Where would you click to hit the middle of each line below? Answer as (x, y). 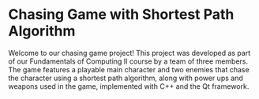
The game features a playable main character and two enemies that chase (129, 69)
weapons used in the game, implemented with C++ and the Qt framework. (129, 86)
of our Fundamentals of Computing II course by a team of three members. (128, 61)
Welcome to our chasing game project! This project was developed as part (129, 53)
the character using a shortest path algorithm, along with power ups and (126, 78)
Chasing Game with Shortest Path (121, 15)
